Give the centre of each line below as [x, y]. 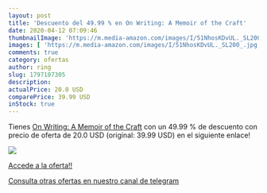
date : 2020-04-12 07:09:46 [53, 30]
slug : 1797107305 [37, 75]
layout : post [30, 15]
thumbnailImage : [35, 38]
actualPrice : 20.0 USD [46, 89]
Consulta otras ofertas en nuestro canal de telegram [94, 181]
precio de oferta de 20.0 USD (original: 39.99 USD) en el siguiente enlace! [130, 135]
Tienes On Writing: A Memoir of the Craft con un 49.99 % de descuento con [133, 127]
